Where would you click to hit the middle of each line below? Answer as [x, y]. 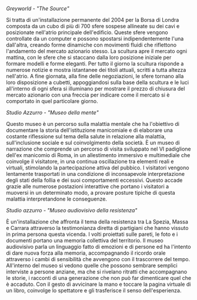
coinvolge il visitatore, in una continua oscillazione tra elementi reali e [90, 161]
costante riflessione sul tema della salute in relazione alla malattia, [86, 136]
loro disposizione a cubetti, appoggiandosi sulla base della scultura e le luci [98, 82]
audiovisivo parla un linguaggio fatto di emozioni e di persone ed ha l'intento [98, 247]
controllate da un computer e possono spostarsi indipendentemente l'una [95, 39]
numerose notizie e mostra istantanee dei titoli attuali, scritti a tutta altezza [96, 70]
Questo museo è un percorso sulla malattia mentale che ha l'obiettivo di [93, 124]
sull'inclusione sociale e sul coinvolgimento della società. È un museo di [93, 143]
